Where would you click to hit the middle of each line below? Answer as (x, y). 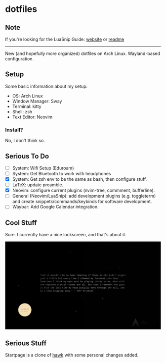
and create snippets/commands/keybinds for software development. (82, 202)
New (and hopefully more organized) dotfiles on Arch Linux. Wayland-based (83, 53)
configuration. (19, 59)
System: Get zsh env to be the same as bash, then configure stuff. (80, 179)
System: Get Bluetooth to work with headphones (62, 173)
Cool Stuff (21, 223)
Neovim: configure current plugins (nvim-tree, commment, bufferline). (83, 190)
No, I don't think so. (25, 141)
